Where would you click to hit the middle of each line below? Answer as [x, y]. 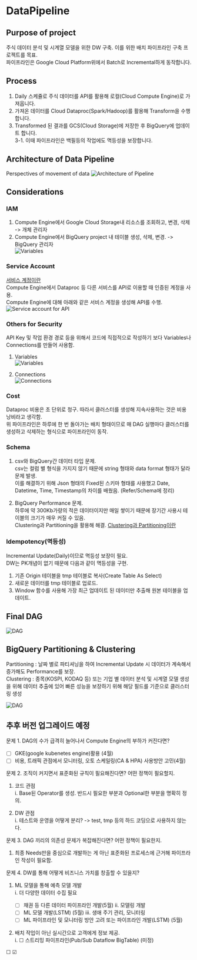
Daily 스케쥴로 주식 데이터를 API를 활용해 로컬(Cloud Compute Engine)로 [99, 96]
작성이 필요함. [37, 860]
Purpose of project [41, 33]
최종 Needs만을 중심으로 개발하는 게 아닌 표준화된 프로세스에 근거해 [92, 853]
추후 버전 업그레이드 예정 [48, 726]
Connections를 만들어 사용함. [40, 345]
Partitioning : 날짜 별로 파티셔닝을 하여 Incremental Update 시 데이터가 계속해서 [98, 664]
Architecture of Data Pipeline [60, 160]
